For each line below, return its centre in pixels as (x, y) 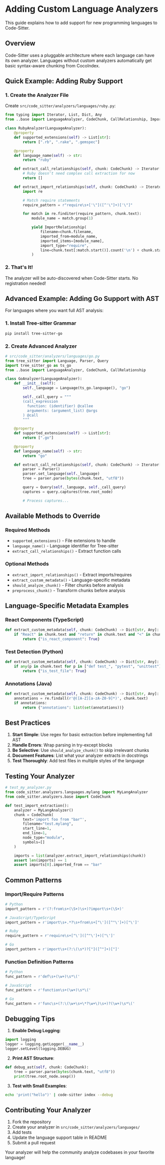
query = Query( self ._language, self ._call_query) (74, 487)
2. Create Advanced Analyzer (41, 346)
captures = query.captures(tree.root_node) (68, 492)
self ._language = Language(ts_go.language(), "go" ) (77, 388)
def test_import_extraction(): (37, 806)
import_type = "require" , (65, 245)
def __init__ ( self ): (35, 384)
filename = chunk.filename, (67, 232)
